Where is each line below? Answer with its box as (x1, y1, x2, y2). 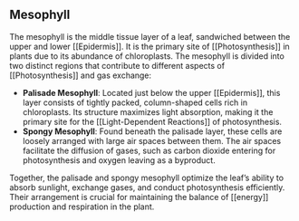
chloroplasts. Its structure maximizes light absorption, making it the (22, 106, 274, 117)
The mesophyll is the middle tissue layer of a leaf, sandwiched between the (9, 31, 291, 42)
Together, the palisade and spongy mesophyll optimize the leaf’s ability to (9, 172, 284, 183)
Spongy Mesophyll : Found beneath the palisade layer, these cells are (22, 126, 283, 137)
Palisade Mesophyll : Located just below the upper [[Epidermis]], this (22, 87, 281, 98)
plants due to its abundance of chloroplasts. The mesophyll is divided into (9, 50, 285, 62)
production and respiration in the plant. (9, 201, 155, 212)
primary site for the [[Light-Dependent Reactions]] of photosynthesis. (22, 116, 283, 127)
